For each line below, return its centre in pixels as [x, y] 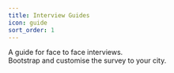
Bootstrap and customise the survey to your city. [87, 60]
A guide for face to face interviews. [66, 53]
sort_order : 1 [32, 30]
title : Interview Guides [49, 15]
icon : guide [28, 23]
